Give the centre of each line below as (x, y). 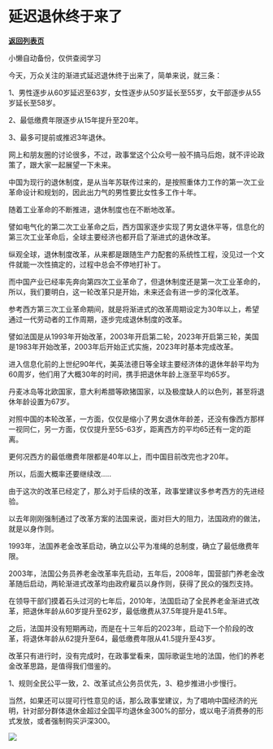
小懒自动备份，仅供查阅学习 (55, 58)
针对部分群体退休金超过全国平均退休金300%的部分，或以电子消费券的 (140, 710)
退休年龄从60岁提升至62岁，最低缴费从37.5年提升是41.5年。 (130, 611)
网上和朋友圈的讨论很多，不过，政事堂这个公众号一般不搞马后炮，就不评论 (133, 155)
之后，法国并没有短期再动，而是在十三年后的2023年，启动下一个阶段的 (128, 628)
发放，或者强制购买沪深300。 (65, 721)
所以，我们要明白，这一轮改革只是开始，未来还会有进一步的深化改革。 (126, 292)
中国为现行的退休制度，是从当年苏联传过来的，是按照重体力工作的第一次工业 (136, 182)
